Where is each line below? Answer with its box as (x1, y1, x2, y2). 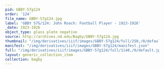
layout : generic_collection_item (5, 52, 73, 57)
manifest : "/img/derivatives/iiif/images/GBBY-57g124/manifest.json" (5, 43, 150, 48)
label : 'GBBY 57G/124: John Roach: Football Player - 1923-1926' (5, 20, 141, 26)
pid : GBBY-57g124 (5, 7, 41, 12)
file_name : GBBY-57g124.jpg (5, 16, 62, 21)
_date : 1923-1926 (5, 25, 41, 30)
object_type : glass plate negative (5, 30, 78, 34)
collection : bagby (5, 57, 42, 62)
